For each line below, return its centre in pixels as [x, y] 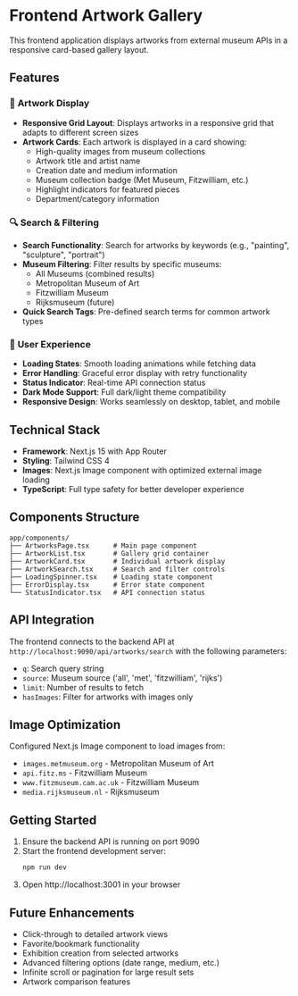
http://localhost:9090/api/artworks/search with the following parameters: [148, 651]
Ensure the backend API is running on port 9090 [111, 841]
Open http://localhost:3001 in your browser [101, 884]
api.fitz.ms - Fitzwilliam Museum [84, 773]
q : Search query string [63, 668]
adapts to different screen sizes [80, 132]
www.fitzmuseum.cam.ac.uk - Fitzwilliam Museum [110, 783]
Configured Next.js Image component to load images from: [117, 746]
